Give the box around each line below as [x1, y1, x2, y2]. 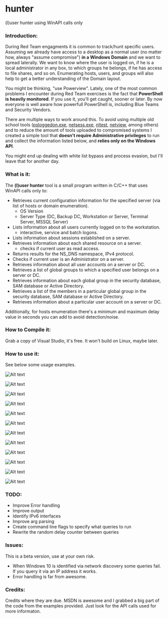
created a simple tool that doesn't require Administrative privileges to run [5, 133, 159, 139]
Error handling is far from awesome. [12, 573, 87, 579]
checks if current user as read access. [20, 245, 100, 251]
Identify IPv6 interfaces [12, 513, 61, 519]
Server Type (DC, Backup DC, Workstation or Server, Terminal [20, 213, 148, 219]
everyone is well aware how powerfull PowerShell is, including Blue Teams [5, 101, 159, 108]
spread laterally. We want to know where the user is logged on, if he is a [5, 60, 154, 66]
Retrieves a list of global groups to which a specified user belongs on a [12, 267, 159, 273]
